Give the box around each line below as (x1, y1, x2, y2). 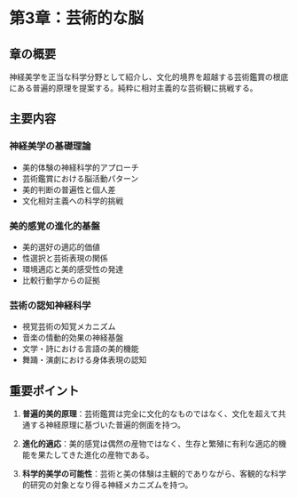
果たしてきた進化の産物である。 (37, 450, 154, 461)
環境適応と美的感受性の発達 (21, 263, 124, 274)
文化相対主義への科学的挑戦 (21, 195, 124, 205)
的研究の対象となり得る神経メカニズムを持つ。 (21, 479, 193, 490)
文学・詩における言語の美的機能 (21, 343, 139, 354)
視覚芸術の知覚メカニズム (21, 321, 116, 332)
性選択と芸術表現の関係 (21, 253, 108, 263)
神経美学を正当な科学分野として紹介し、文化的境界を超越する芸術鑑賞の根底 (9, 72, 289, 82)
